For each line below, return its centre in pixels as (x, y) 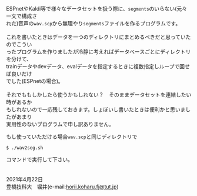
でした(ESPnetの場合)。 (35, 81)
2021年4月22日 (24, 179)
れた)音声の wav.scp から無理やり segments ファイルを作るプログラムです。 (94, 23)
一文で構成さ (21, 16)
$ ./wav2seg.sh (25, 148)
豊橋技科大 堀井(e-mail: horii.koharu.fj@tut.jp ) (62, 187)
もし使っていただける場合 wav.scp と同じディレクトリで (72, 137)
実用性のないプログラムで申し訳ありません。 (60, 124)
